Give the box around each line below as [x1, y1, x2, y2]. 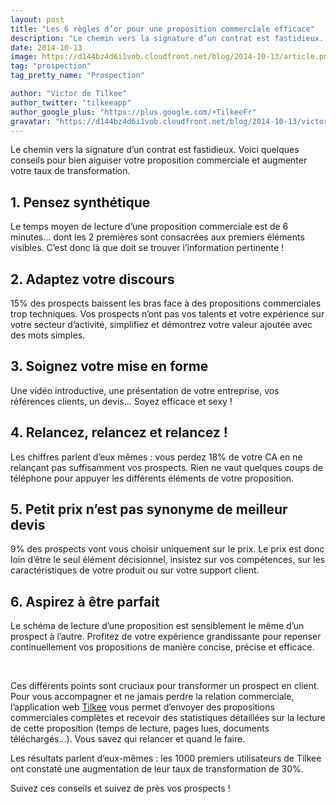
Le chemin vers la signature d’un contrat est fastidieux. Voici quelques [10, 144, 300, 156]
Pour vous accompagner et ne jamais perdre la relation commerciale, [10, 691, 295, 703]
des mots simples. [10, 329, 86, 341]
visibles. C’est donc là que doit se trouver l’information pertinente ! [10, 242, 285, 254]
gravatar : [10, 116, 52, 126]
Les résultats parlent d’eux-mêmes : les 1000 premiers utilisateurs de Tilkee [10, 752, 322, 765]
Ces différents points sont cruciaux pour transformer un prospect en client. [10, 680, 320, 692]
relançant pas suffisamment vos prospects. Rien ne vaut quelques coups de [10, 461, 323, 473]
